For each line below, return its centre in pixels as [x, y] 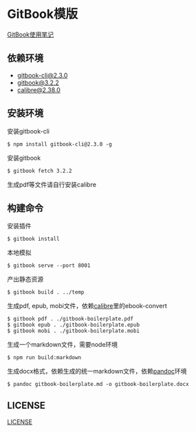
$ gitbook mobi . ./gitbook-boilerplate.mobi [73, 331]
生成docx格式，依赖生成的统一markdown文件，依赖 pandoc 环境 [97, 371]
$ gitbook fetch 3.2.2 [40, 171]
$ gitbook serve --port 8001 [49, 266]
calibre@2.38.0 [39, 89]
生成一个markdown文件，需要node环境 [63, 345]
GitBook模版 [43, 14]
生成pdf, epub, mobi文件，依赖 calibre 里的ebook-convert [87, 306]
